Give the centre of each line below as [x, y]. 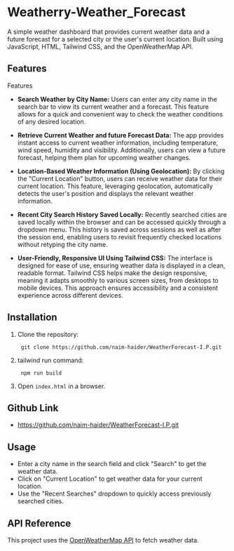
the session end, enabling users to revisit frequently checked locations [119, 237]
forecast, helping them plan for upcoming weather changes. [104, 157]
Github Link [33, 408]
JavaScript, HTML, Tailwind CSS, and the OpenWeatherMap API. [101, 46]
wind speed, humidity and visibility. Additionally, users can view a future [121, 150]
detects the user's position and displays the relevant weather [105, 193]
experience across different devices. [70, 295]
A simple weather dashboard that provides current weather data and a [109, 32]
